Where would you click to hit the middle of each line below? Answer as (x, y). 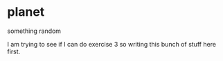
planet (26, 12)
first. (14, 51)
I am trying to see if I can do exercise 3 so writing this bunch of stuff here (112, 44)
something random (34, 31)
